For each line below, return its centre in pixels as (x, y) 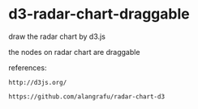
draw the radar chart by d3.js (57, 36)
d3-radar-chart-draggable (99, 14)
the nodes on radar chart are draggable (74, 52)
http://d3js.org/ (38, 82)
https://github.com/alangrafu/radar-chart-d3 (86, 96)
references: (28, 67)
